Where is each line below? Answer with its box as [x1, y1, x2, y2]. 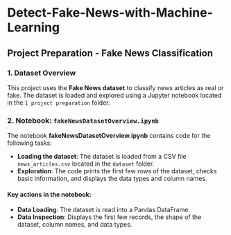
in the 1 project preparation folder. [7, 98, 110, 107]
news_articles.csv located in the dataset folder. [17, 159, 155, 168]
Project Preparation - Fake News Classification [7, 47, 214, 59]
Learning [7, 19, 60, 35]
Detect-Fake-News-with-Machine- [7, 5, 214, 21]
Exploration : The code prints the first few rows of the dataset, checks [17, 167, 217, 175]
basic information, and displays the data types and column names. [17, 175, 207, 183]
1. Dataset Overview [7, 68, 76, 78]
